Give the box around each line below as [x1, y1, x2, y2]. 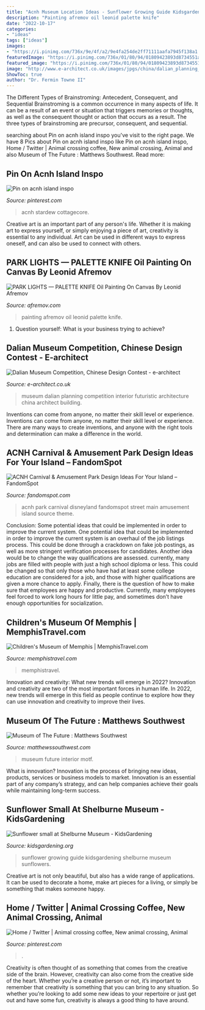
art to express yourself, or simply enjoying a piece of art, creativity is [6, 226, 179, 234]
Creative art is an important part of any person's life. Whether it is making [6, 220, 191, 228]
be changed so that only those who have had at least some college [6, 567, 175, 574]
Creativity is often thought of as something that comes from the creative [6, 964, 188, 971]
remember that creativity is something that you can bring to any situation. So [6, 983, 199, 990]
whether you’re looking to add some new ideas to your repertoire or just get [6, 990, 196, 997]
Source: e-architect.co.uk [6, 380, 71, 388]
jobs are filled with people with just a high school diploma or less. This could [6, 561, 198, 568]
